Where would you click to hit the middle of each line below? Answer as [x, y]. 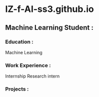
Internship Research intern [32, 76]
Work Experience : [28, 65]
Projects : [17, 89]
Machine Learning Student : [49, 28]
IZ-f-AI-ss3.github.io [49, 9]
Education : [19, 42]
